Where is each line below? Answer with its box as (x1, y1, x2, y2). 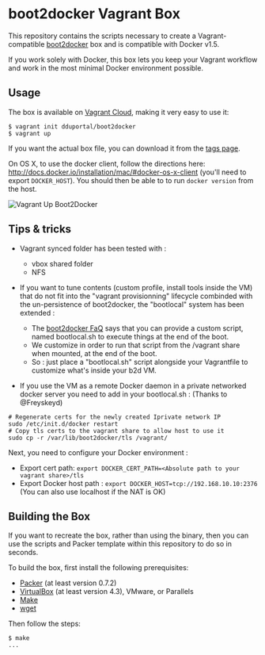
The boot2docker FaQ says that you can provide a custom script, (31, 323, 244, 333)
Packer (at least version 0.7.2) (19, 578, 117, 588)
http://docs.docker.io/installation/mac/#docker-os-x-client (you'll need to (8, 167, 247, 177)
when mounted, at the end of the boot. (31, 348, 157, 358)
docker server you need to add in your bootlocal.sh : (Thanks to (19, 389, 228, 399)
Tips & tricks (8, 223, 72, 236)
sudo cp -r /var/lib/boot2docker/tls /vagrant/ (8, 434, 168, 442)
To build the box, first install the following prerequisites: (8, 563, 189, 573)
